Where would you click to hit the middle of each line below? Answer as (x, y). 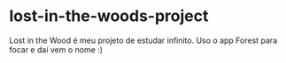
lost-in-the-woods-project (109, 16)
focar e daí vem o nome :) (56, 49)
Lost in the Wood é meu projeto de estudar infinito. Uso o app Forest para (143, 40)
